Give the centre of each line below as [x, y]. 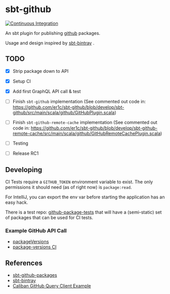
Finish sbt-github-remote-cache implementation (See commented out [85, 122]
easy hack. [17, 202]
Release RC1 [26, 153]
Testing [21, 143]
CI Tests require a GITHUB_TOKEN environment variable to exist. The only [79, 182]
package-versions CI [35, 247]
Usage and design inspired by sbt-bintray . [50, 43]
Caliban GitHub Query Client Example [52, 286]
